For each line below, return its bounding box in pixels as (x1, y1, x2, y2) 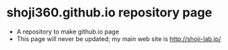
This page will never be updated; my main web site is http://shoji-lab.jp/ (16, 34, 221, 42)
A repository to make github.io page (16, 27, 119, 36)
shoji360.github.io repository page (6, 5, 213, 21)
